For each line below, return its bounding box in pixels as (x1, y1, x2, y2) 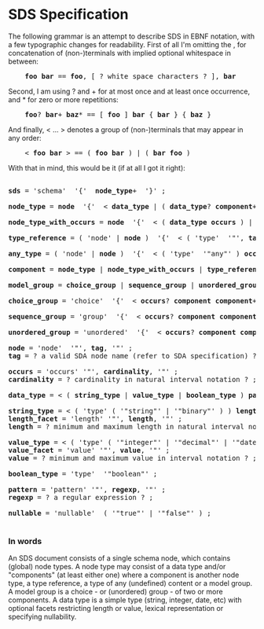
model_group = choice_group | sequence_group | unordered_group (8, 281, 262, 289)
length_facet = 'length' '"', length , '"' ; (8, 414, 183, 423)
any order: (8, 133, 42, 142)
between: (8, 57, 39, 66)
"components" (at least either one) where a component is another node (8, 570, 240, 579)
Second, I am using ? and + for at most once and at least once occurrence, (8, 86, 251, 96)
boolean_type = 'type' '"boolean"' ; (8, 469, 158, 478)
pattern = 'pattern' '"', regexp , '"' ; (8, 485, 167, 494)
